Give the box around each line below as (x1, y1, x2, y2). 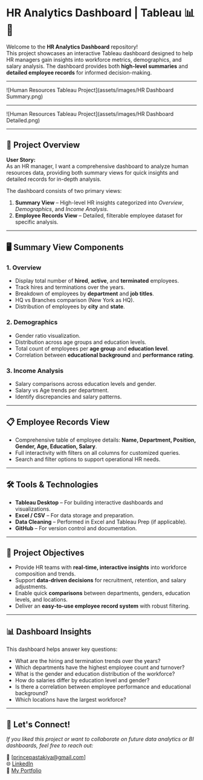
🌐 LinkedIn (6, 760, 33, 767)
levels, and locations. (14, 596, 68, 603)
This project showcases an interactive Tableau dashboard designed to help (6, 49, 193, 56)
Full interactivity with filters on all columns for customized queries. (14, 449, 181, 456)
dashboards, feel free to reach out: (6, 742, 94, 749)
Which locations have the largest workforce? (14, 696, 127, 704)
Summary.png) (6, 93, 43, 100)
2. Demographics (6, 318, 58, 326)
